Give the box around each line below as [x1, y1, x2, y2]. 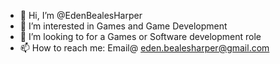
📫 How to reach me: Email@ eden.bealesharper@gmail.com [19, 42, 270, 54]
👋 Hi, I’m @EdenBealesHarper [19, 10, 143, 21]
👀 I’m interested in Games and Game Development [19, 20, 228, 32]
